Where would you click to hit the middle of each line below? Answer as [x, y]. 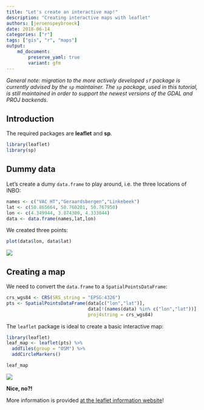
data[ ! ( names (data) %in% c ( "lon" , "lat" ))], [144, 309]
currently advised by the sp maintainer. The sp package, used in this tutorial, [102, 87]
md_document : [34, 52]
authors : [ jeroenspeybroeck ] [43, 23]
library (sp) [21, 150]
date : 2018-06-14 [28, 29]
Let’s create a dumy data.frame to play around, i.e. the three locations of [97, 184]
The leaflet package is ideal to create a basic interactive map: [85, 326]
